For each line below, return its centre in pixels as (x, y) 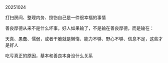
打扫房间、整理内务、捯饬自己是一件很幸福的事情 (55, 17)
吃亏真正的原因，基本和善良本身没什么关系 (49, 55)
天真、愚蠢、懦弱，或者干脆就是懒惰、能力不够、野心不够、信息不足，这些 (82, 39)
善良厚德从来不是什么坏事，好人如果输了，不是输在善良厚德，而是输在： (79, 28)
